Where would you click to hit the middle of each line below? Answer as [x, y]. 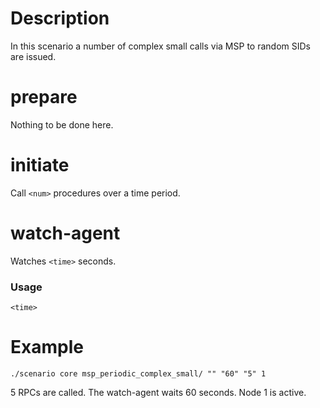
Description [60, 18]
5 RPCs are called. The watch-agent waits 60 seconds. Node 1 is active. [158, 392]
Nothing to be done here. [62, 124]
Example [47, 347]
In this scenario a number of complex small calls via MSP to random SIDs [160, 46]
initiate [40, 165]
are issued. [33, 56]
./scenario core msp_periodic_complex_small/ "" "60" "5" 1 [138, 373]
